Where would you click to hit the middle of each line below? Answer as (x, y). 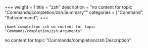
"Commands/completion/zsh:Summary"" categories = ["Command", (74, 12)
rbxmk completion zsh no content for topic (50, 27)
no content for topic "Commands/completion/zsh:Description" (68, 40)
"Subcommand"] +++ (27, 18)
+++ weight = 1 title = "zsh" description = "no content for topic (68, 7)
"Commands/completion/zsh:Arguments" (44, 31)
